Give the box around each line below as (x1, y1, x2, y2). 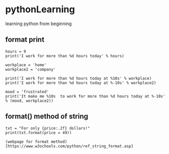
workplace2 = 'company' (5, 67, 56, 72)
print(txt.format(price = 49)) (5, 130, 72, 135)
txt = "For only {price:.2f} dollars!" (5, 125, 90, 131)
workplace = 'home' (5, 62, 47, 68)
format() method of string (5, 112, 88, 121)
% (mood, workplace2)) (5, 98, 54, 103)
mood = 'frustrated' (5, 89, 50, 94)
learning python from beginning (5, 20, 72, 27)
